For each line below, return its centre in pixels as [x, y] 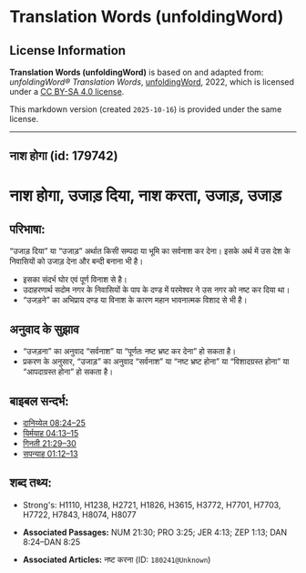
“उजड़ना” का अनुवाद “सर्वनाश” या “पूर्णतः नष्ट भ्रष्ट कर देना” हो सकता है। [129, 352]
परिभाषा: [27, 229]
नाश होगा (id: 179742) [64, 156]
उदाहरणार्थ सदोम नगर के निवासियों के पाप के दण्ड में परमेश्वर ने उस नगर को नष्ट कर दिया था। [156, 290]
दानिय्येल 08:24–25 [54, 423]
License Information [67, 51]
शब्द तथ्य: [31, 483]
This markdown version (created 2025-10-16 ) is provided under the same [146, 109]
